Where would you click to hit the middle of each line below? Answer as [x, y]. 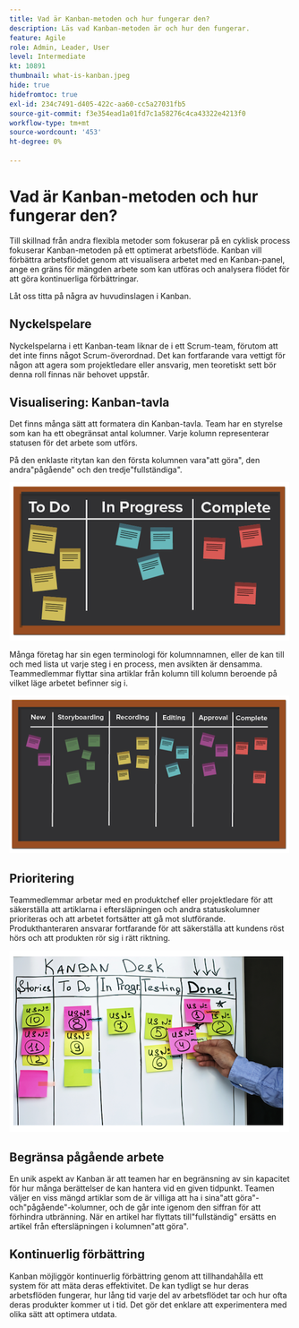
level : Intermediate [48, 57]
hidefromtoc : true [43, 94]
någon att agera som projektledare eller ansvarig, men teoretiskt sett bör [143, 365]
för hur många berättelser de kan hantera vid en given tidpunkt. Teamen [142, 1188]
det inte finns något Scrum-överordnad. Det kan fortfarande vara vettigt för [148, 355]
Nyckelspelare [51, 324]
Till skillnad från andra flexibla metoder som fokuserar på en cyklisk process [150, 240]
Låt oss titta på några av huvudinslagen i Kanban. [100, 296]
